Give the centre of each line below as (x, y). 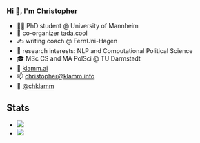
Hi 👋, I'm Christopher (42, 11)
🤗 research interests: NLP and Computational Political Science (104, 51)
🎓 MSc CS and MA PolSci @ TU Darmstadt (78, 58)
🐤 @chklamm (35, 86)
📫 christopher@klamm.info (56, 76)
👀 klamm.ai (32, 69)
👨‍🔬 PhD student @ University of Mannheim (77, 26)
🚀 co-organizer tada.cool (52, 33)
